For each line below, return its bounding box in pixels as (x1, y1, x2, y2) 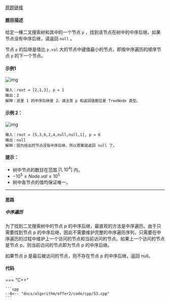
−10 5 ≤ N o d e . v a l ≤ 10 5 (12, 172, 60, 179)
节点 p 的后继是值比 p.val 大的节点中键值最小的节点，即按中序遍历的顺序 (5, 46, 157, 52)
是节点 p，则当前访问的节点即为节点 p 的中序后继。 (5, 242, 112, 248)
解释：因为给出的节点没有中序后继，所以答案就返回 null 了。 (5, 143, 117, 148)
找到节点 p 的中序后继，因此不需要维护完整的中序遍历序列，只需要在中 (14, 229, 161, 235)
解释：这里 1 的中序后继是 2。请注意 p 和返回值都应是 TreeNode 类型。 (5, 98, 141, 104)
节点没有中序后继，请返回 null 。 (5, 36, 75, 42)
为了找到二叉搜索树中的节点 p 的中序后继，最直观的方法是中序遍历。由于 (5, 223, 157, 229)
